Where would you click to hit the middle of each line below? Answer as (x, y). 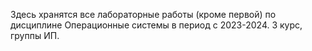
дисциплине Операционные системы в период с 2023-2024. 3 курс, (156, 25)
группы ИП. (35, 35)
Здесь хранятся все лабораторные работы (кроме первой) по (143, 14)
